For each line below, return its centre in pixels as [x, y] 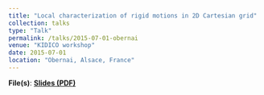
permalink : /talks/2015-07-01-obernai [73, 38]
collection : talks [39, 23]
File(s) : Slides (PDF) [42, 83]
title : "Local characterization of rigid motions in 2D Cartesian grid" [133, 16]
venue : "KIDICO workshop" [52, 46]
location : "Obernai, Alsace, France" [72, 61]
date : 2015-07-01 [37, 53]
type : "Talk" [30, 30]
